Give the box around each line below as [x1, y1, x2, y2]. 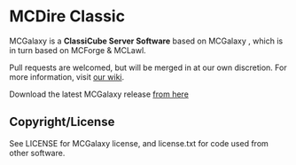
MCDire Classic [9, 6, 126, 27]
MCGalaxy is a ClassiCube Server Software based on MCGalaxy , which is [9, 35, 284, 46]
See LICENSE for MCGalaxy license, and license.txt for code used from [9, 137, 269, 148]
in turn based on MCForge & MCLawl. [9, 44, 146, 55]
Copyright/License [9, 114, 115, 130]
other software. [9, 147, 66, 158]
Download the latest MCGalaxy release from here [9, 89, 189, 99]
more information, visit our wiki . [9, 71, 125, 82]
